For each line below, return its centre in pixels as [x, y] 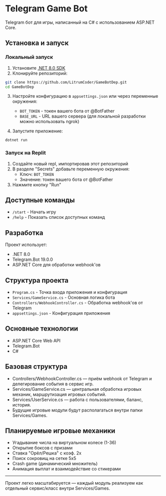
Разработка [24, 233]
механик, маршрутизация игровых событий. [59, 394]
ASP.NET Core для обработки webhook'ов [56, 265]
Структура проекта [37, 280]
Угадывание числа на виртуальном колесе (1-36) [64, 443]
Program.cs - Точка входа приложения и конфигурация [70, 292]
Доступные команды [40, 200]
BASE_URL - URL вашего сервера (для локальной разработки [83, 116]
